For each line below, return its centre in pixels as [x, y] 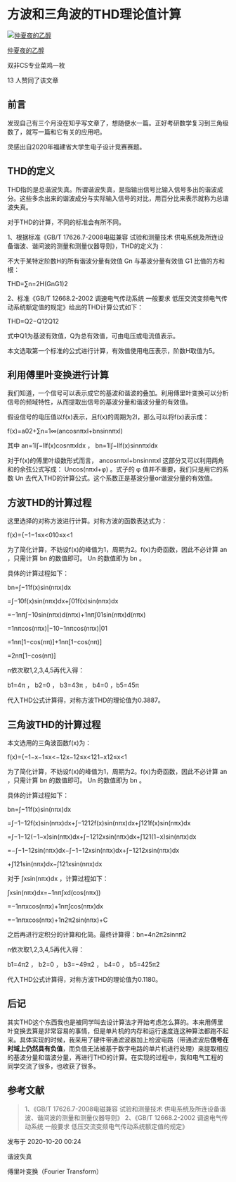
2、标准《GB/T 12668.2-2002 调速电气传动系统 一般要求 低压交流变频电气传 [118, 298]
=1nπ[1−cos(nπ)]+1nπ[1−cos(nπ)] [55, 642]
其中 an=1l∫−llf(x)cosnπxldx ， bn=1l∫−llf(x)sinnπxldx [83, 445]
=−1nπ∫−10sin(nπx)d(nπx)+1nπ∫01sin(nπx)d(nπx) [77, 615]
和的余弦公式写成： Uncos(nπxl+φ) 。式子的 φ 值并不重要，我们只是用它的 [115, 469]
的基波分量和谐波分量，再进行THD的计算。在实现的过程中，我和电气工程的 [115, 1057]
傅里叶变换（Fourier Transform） [55, 1171]
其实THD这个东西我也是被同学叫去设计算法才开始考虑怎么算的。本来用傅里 [115, 1022]
